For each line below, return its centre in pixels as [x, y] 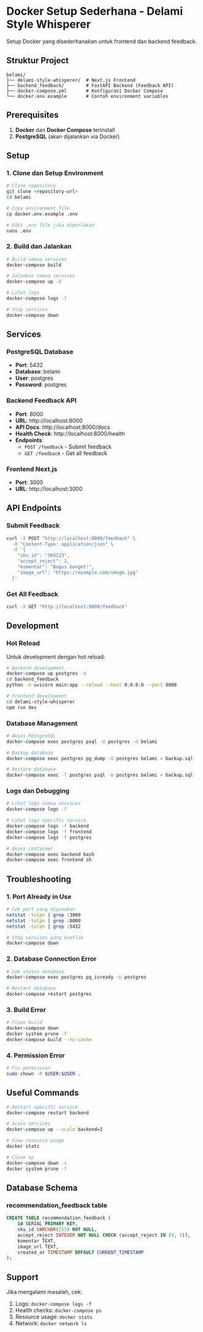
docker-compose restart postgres [49, 994]
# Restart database [31, 988]
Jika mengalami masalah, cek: [44, 1292]
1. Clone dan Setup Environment [55, 173]
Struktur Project [38, 60]
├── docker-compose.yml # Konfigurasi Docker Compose [85, 91]
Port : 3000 [29, 482]
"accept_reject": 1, [44, 561]
